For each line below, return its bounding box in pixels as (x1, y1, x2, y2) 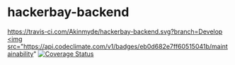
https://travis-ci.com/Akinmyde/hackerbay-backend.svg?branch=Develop (7, 27, 223, 36)
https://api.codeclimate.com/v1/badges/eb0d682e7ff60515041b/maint (23, 42, 228, 50)
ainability (7, 50, 34, 58)
